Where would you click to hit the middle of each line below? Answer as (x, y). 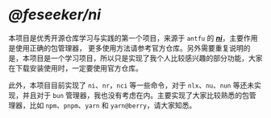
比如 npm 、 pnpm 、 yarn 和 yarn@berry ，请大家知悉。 (113, 105)
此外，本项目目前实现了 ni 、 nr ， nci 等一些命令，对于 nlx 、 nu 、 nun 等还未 (131, 85)
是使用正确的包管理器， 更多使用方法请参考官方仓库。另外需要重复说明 (126, 48)
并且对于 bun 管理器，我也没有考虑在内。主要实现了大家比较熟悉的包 (136, 95)
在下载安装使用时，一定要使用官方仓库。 (75, 68)
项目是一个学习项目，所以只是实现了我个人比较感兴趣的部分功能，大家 (146, 58)
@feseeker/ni (55, 15)
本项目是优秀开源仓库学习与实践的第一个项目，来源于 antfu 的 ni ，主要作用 (133, 38)
